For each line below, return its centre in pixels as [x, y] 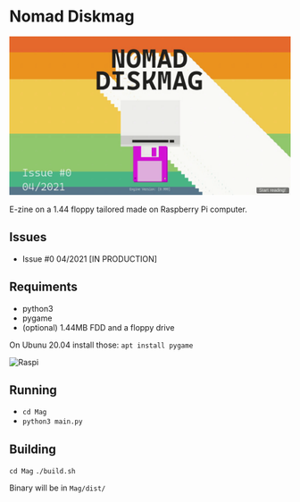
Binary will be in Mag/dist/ [58, 488]
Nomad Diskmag [72, 17]
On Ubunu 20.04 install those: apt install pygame [101, 345]
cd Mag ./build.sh [42, 472]
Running [33, 390]
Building [33, 449]
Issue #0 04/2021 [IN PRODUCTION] [90, 259]
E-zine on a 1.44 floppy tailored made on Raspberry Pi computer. [129, 209]
